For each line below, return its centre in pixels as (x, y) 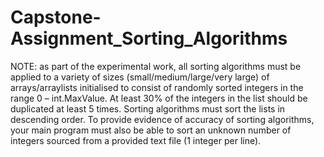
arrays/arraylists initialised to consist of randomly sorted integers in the (157, 87)
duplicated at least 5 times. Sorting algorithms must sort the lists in (148, 108)
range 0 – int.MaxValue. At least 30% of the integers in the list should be (159, 98)
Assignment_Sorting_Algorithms (149, 38)
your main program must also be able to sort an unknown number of (151, 130)
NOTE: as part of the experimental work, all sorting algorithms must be (156, 66)
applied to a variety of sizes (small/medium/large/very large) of (140, 77)
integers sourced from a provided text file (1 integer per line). (136, 140)
